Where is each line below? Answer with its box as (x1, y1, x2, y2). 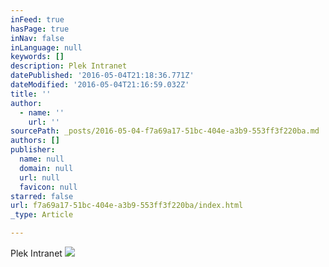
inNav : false (10, 33, 65, 43)
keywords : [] (10, 52, 65, 62)
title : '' (10, 89, 52, 99)
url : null (19, 172, 60, 183)
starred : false (10, 191, 74, 201)
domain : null (19, 163, 74, 173)
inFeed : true (10, 14, 65, 25)
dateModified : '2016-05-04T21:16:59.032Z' (10, 80, 190, 90)
